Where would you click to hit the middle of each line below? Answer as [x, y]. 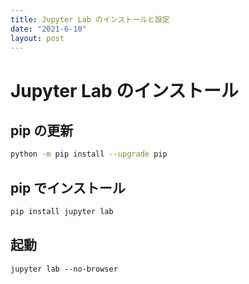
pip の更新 [42, 130]
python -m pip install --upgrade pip [89, 154]
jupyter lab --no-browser [64, 269]
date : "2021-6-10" [48, 29]
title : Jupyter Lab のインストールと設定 [90, 19]
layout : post [37, 38]
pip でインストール [68, 187]
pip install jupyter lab [62, 212]
